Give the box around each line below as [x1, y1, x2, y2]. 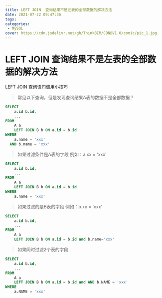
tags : [5, 17, 16, 22]
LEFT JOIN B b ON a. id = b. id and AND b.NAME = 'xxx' [14, 280, 128, 285]
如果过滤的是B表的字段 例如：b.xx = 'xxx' [17, 203, 103, 209]
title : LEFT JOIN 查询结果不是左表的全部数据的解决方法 [5, 7, 112, 13]
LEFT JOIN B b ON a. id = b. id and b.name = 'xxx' [14, 237, 115, 242]
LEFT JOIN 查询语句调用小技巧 [5, 84, 68, 90]
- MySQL [7, 26, 23, 31]
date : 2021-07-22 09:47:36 [5, 12, 61, 17]
